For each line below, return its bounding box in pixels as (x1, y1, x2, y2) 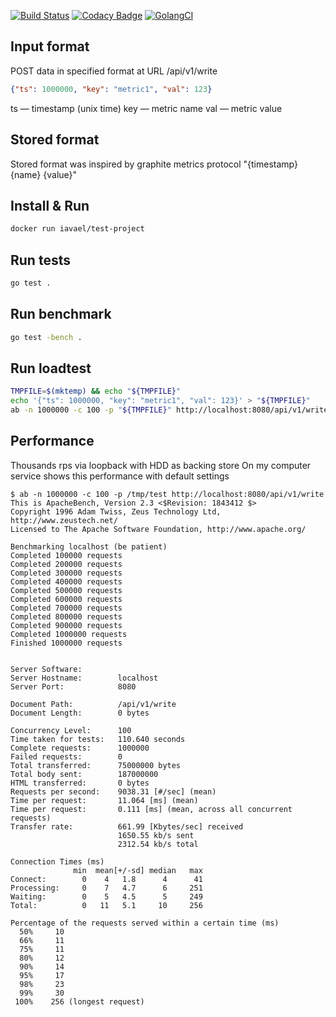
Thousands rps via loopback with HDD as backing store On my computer (10, 459, 312, 471)
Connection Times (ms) (10, 856, 105, 867)
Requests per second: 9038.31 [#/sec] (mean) (10, 786, 217, 797)
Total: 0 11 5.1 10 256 (10, 900, 203, 910)
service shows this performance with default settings (10, 470, 230, 482)
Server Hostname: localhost (10, 673, 159, 683)
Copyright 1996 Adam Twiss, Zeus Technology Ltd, (10, 506, 222, 517)
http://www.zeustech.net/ (10, 515, 118, 525)
